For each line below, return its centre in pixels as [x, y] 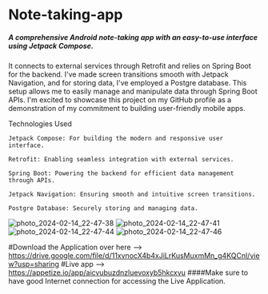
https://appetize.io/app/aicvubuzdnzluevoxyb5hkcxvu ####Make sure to [128, 272]
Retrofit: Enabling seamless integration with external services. [121, 160]
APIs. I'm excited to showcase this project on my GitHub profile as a [120, 100]
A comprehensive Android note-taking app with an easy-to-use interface [133, 37]
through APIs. [32, 181]
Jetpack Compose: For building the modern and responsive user [116, 139]
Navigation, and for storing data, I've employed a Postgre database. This [128, 83]
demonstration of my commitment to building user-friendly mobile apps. [127, 109]
